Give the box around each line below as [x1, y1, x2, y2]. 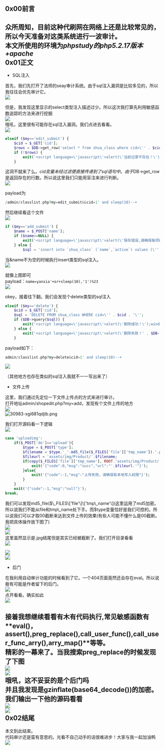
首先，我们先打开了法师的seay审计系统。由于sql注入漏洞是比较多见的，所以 [5, 83, 159, 89]
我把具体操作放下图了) [5, 519, 50, 525]
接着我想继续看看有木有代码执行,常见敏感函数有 [5, 613, 150, 621]
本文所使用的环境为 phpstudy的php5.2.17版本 [5, 41, 143, 50]
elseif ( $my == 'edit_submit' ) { [5, 136, 69, 141]
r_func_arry [5, 639, 42, 647]
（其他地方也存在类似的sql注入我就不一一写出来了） [5, 374, 110, 379]
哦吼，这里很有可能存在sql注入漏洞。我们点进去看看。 [5, 122, 114, 127]
